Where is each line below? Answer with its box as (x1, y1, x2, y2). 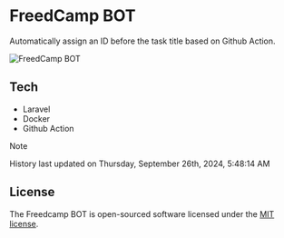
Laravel (22, 104, 51, 114)
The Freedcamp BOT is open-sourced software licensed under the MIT (9, 208, 275, 219)
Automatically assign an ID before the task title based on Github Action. (9, 35, 276, 46)
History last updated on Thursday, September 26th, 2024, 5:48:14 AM (9, 158, 270, 169)
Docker (22, 113, 51, 124)
